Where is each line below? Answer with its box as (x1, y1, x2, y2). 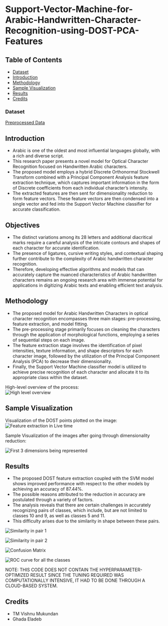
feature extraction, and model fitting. (12, 321, 89, 327)
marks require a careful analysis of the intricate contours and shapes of (12, 239, 160, 245)
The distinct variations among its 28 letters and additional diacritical (12, 234, 153, 240)
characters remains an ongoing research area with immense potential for (12, 277, 163, 283)
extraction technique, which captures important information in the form (12, 180, 159, 186)
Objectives (5, 221, 40, 229)
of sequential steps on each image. (12, 337, 85, 343)
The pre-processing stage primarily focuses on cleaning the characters (12, 326, 160, 332)
